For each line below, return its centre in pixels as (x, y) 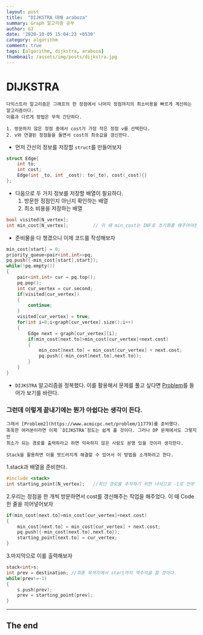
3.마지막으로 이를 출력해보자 (39, 556)
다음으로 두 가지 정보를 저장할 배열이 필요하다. (69, 193)
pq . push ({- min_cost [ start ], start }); (52, 261)
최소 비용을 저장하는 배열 (53, 208)
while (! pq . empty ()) (31, 266)
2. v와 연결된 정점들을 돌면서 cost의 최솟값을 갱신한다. (68, 135)
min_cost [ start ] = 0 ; (34, 249)
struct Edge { (23, 158)
